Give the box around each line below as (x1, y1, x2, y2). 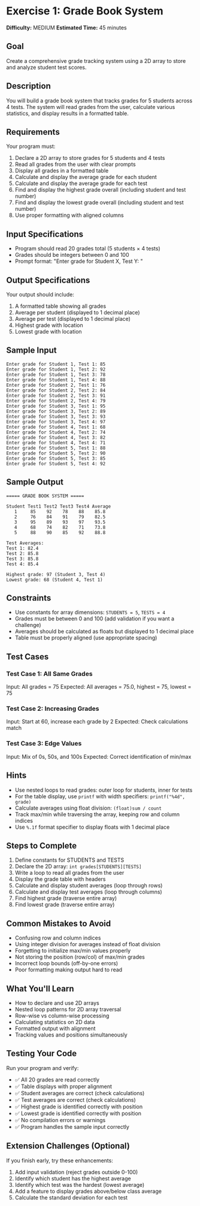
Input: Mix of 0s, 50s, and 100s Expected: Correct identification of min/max (6, 753, 192, 760)
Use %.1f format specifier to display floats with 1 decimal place (14, 823, 170, 831)
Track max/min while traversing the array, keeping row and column (14, 810, 180, 818)
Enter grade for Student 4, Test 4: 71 (6, 440, 106, 446)
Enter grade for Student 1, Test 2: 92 (6, 366, 106, 372)
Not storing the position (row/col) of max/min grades (14, 953, 146, 960)
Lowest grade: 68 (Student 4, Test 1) (6, 577, 103, 583)
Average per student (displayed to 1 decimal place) (14, 309, 140, 316)
